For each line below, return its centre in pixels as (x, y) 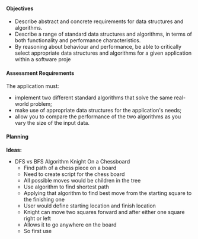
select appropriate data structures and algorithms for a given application (103, 53)
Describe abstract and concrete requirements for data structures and (99, 21)
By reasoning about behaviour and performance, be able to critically (98, 47)
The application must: (33, 86)
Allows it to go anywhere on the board (70, 224)
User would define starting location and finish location (90, 206)
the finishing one (44, 199)
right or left (37, 218)
